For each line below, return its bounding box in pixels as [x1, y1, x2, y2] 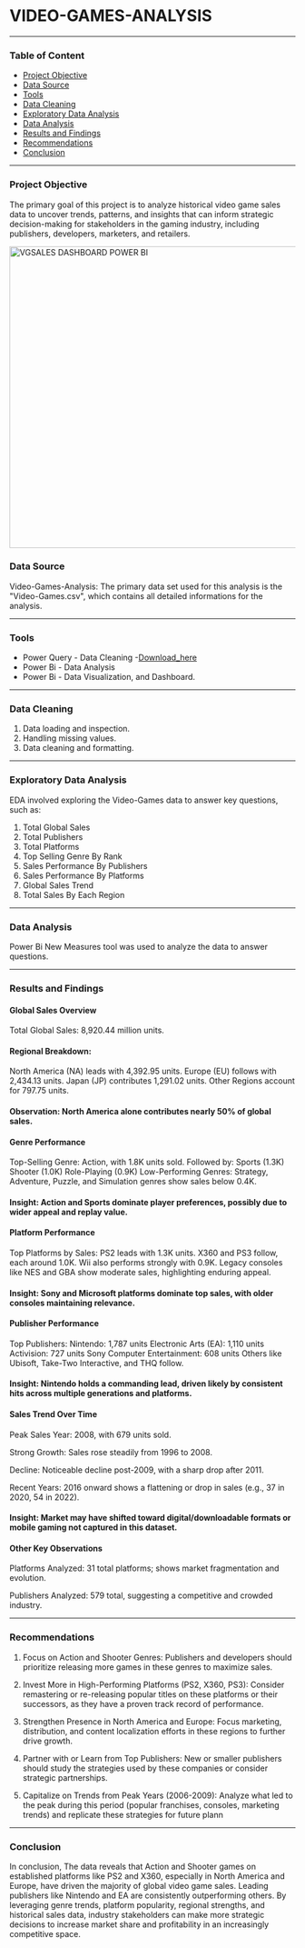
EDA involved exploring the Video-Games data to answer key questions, [9, 794, 279, 805]
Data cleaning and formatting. [22, 743, 134, 754]
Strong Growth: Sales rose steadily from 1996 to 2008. [9, 1446, 213, 1457]
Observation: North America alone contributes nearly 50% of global [9, 1105, 271, 1116]
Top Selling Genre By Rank [22, 851, 123, 862]
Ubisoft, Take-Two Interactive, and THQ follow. [9, 1357, 184, 1368]
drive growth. [22, 1735, 73, 1746]
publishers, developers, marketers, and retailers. [9, 228, 191, 239]
